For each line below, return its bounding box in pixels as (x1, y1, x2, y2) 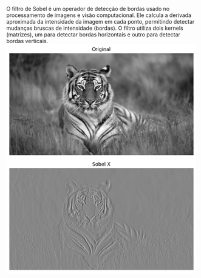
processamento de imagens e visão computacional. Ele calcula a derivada (6, 12, 192, 19)
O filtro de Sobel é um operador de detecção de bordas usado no (6, 5, 170, 12)
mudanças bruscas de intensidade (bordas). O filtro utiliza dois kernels (6, 24, 183, 32)
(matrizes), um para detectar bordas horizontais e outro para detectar (6, 31, 181, 38)
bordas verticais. (6, 38, 49, 44)
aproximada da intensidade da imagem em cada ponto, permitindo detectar (6, 18, 195, 25)
